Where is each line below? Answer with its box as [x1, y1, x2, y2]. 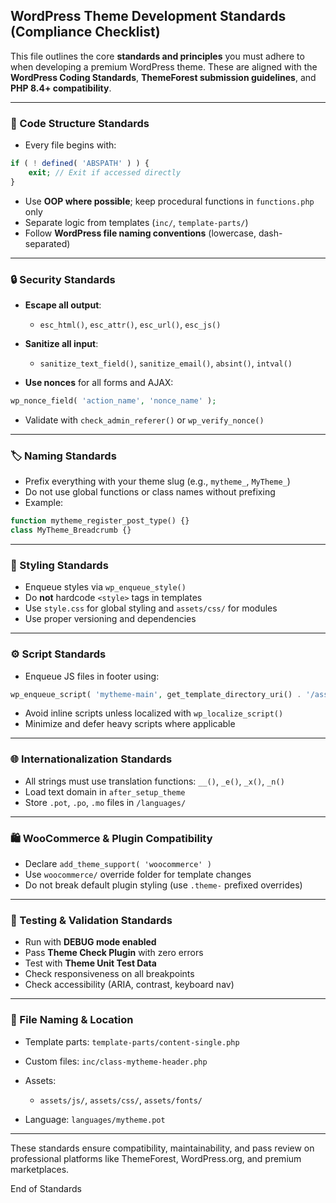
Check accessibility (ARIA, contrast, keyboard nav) [24, 979, 235, 991]
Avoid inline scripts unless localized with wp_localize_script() [24, 707, 284, 719]
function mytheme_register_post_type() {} [10, 516, 190, 526]
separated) [24, 237, 71, 249]
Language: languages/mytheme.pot [24, 1113, 166, 1125]
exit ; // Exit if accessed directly [28, 167, 182, 178]
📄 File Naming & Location [10, 1013, 134, 1027]
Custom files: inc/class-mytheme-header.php [24, 1055, 208, 1067]
